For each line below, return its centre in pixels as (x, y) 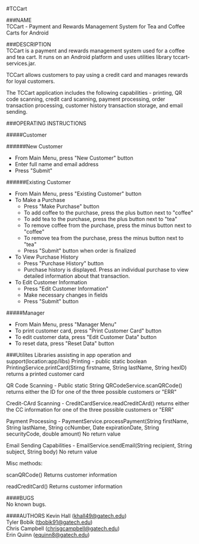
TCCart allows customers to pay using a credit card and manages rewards (97, 75)
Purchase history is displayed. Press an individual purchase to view (106, 270)
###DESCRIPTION (29, 44)
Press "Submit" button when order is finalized (80, 251)
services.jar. (21, 63)
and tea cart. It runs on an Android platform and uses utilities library (89, 57)
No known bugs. (26, 504)
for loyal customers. (31, 81)
